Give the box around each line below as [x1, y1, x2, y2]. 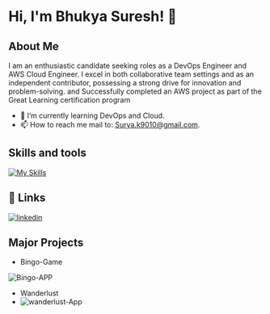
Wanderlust [19, 288, 59, 298]
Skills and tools [8, 146, 86, 160]
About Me [8, 40, 59, 53]
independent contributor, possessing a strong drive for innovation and [8, 78, 242, 87]
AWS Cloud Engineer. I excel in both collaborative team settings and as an [8, 69, 255, 79]
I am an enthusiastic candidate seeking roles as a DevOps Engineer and [8, 61, 247, 70]
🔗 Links [8, 191, 46, 205]
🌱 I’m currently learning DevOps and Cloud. [19, 111, 165, 120]
